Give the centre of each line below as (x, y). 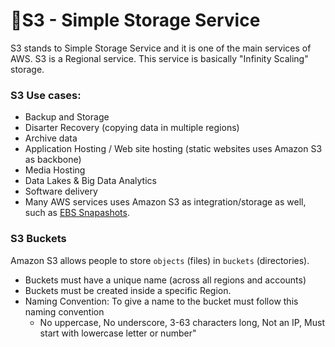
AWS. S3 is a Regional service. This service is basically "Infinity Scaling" (159, 58)
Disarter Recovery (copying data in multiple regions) (132, 128)
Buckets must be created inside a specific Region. (128, 290)
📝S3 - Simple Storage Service (135, 20)
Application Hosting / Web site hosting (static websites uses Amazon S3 (173, 149)
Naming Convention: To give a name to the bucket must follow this (161, 301)
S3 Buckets (38, 239)
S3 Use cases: (46, 95)
